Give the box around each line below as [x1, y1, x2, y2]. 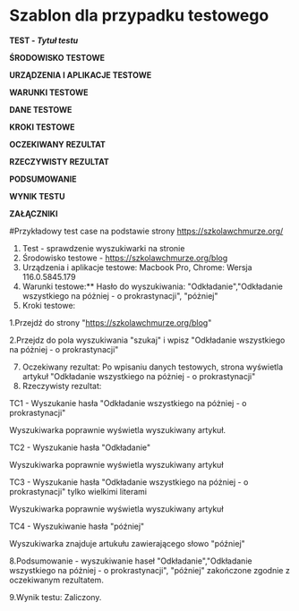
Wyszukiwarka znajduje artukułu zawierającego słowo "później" [9, 538, 246, 548]
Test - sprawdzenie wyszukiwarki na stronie [21, 242, 185, 253]
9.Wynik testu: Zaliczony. [9, 591, 102, 602]
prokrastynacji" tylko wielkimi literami [9, 486, 148, 496]
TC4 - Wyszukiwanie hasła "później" [9, 521, 145, 531]
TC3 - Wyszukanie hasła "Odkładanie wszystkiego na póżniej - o [9, 476, 249, 488]
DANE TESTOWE [9, 104, 73, 115]
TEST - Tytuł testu [9, 35, 79, 46]
